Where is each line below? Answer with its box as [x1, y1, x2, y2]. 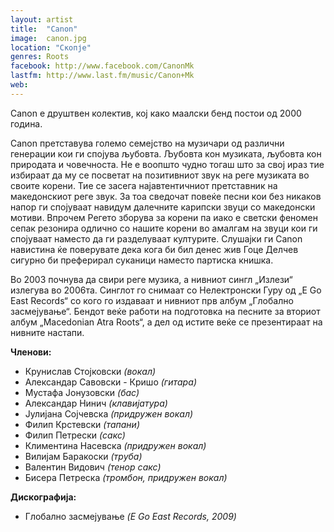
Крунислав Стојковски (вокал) [24, 365, 157, 377]
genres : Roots [10, 52, 70, 62]
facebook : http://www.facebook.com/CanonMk [10, 61, 195, 71]
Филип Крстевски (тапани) [24, 418, 140, 430]
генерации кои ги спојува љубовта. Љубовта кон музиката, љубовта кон [10, 147, 322, 160]
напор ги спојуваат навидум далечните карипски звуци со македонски [10, 201, 316, 213]
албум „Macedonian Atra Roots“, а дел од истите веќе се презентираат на [10, 316, 323, 328]
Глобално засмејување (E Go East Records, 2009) [24, 510, 237, 522]
